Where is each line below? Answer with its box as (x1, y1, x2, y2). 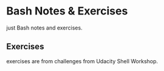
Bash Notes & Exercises (6, 4, 128, 18)
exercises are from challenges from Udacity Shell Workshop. (6, 57, 159, 64)
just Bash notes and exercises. (6, 24, 83, 31)
